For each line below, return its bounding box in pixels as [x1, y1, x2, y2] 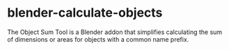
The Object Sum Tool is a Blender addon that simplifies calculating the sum [7, 28, 223, 36]
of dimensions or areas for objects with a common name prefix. [7, 35, 189, 43]
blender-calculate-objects [7, 5, 163, 21]
